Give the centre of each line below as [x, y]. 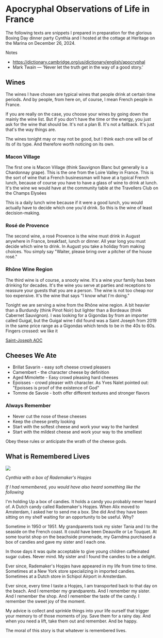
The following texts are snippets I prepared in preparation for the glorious [79, 33]
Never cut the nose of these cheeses [49, 416]
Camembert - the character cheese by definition [61, 372]
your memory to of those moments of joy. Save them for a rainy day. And [78, 616]
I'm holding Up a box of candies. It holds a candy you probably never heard [81, 501]
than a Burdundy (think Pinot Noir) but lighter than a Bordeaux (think [74, 310]
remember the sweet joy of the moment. [46, 601]
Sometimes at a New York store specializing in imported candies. [70, 571]
